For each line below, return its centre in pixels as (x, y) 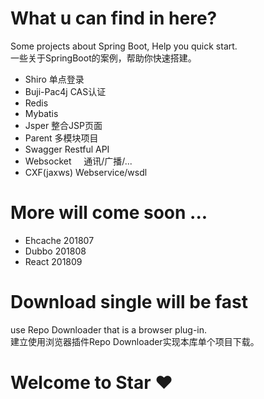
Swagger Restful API (67, 149)
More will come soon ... (109, 213)
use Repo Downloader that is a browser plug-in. (109, 329)
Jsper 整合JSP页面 (63, 125)
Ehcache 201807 (59, 240)
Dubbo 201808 (55, 251)
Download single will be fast (129, 302)
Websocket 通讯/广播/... (78, 161)
